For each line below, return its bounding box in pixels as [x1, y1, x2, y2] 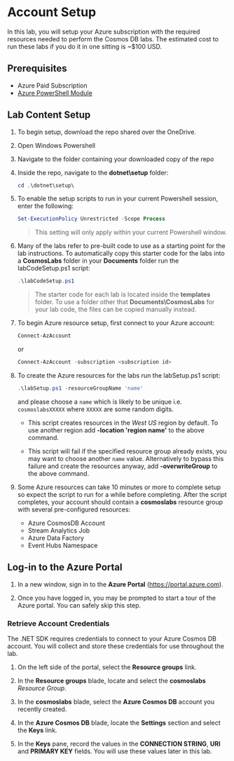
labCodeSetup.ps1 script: [17, 264, 90, 273]
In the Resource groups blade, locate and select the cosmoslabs [17, 676, 207, 685]
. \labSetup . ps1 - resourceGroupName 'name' [17, 385, 144, 392]
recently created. [17, 705, 67, 713]
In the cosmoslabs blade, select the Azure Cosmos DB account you [17, 697, 215, 706]
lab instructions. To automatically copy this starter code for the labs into [17, 249, 226, 258]
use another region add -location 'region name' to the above [27, 425, 205, 434]
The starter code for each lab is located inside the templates [34, 290, 211, 299]
